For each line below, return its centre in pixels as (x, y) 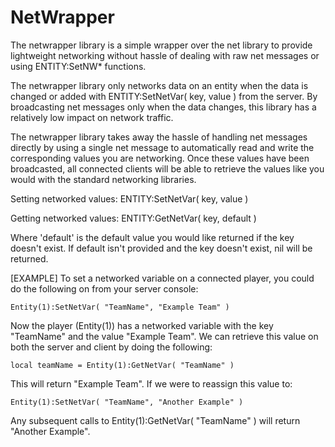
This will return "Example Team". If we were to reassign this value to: (151, 383)
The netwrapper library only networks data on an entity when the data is (159, 85)
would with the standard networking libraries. (103, 179)
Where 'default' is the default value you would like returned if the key (152, 237)
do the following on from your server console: (104, 288)
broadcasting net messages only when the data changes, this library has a (163, 107)
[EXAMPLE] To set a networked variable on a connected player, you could (162, 278)
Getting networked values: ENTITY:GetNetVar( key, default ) (133, 218)
